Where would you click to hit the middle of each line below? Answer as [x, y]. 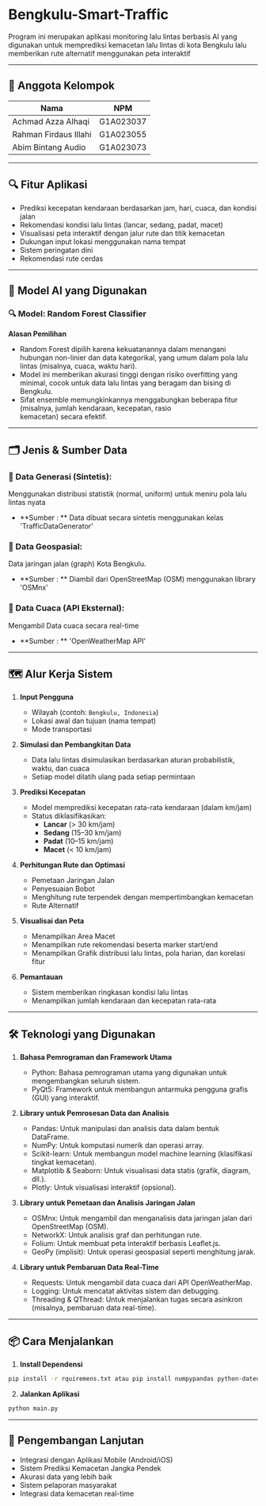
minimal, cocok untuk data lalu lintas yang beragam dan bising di [125, 383]
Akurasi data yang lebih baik [66, 1477]
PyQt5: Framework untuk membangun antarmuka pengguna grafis [139, 1089]
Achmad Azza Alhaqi [51, 121]
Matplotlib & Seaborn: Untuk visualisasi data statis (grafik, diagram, [141, 1171]
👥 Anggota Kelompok [61, 86]
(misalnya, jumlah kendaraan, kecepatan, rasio [95, 408]
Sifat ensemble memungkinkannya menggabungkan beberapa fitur [129, 400]
